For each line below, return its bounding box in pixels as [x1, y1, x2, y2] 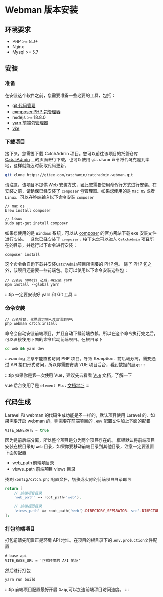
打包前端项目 [5, 525, 35, 532]
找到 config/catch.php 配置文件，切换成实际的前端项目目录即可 [5, 476, 132, 482]
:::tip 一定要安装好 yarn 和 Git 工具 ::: [5, 291, 78, 297]
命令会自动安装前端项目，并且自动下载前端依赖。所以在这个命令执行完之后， [5, 330, 158, 337]
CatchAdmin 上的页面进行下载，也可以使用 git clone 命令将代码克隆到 [5, 157, 146, 162]
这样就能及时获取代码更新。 [13, 162, 69, 168]
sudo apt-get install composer [5, 220, 68, 226]
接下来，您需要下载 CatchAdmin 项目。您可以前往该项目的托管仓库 [5, 150, 138, 156]
